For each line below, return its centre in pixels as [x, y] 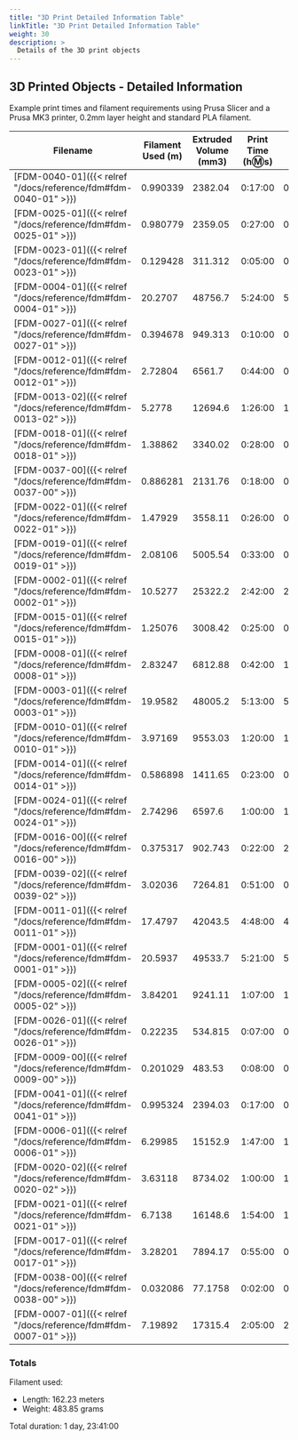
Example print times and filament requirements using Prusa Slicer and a [140, 108]
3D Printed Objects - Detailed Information [126, 87]
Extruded [212, 139]
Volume [212, 150]
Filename [73, 150]
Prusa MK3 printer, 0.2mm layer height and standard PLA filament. [130, 117]
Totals [23, 1363]
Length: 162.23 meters [63, 1400]
